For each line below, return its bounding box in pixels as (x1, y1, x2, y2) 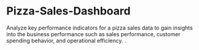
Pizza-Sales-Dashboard (6, 4, 131, 18)
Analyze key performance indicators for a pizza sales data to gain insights (6, 24, 193, 31)
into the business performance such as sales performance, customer (6, 30, 181, 37)
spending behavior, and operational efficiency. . (6, 37, 127, 44)
